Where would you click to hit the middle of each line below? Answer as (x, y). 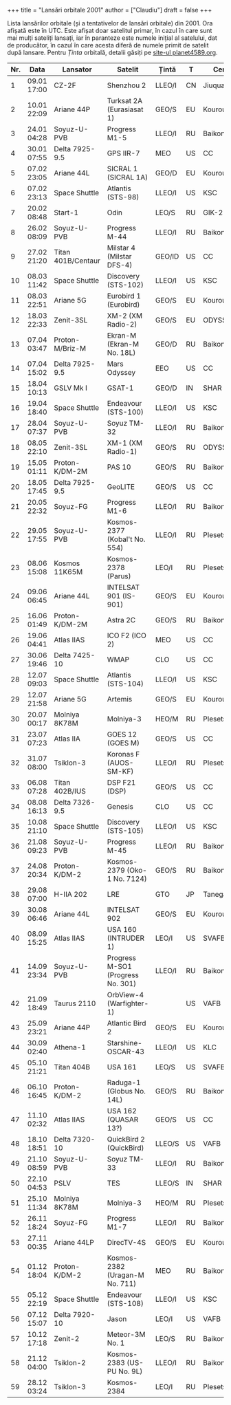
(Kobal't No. (126, 539)
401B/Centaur (77, 261)
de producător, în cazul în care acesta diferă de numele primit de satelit (108, 45)
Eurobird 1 (124, 296)
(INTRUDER (126, 938)
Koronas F (123, 754)
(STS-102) (125, 285)
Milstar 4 (121, 248)
